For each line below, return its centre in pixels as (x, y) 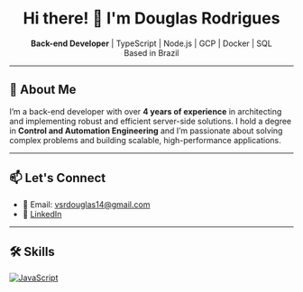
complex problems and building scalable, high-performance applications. (145, 140)
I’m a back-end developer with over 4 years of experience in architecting (146, 111)
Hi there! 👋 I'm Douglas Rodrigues (151, 18)
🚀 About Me (43, 90)
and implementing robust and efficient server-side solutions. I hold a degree (151, 121)
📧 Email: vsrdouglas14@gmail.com (86, 204)
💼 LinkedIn (42, 214)
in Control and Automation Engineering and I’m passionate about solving (146, 131)
